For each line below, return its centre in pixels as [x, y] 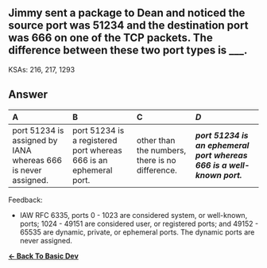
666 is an [90, 160]
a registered [95, 140]
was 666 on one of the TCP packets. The [110, 38]
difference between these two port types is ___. [128, 50]
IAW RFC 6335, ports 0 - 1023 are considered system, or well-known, [133, 215]
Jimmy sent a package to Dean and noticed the [127, 13]
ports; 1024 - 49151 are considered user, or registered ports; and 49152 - [139, 223]
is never [27, 170]
